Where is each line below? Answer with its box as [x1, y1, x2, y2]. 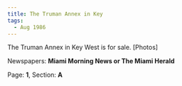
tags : [7, 17, 23, 24]
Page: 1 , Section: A [7, 70, 63, 79]
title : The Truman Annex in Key [7, 10, 103, 18]
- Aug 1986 [14, 23, 46, 31]
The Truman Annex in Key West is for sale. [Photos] [7, 43, 159, 52]
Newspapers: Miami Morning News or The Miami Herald [7, 57, 176, 65]
